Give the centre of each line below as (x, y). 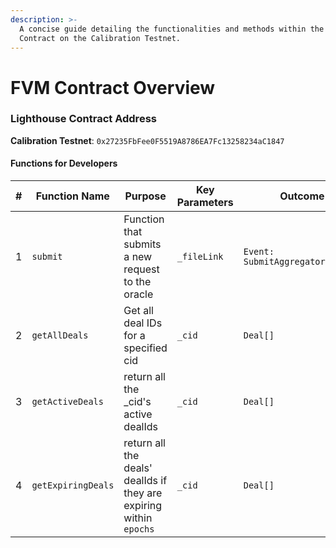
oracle (138, 294)
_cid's (137, 402)
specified (145, 348)
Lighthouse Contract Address (83, 119)
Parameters (205, 203)
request (141, 269)
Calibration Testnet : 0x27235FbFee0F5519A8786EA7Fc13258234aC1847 (147, 140)
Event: (259, 252)
